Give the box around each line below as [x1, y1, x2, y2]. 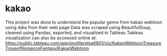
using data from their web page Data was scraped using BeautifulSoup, [5, 24, 152, 30]
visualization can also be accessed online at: [5, 35, 97, 41]
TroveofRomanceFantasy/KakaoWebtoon [5, 45, 89, 51]
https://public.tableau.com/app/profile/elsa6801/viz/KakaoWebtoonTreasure [5, 40, 162, 46]
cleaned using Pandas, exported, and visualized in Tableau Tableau [5, 29, 144, 35]
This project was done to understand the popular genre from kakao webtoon [5, 19, 163, 25]
